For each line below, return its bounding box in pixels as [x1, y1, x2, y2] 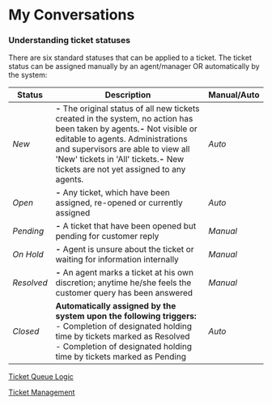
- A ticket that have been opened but [55, 220, 197, 232]
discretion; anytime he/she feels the [55, 277, 192, 288]
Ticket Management [8, 387, 75, 398]
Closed [12, 326, 40, 337]
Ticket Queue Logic [8, 372, 74, 382]
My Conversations [8, 6, 135, 24]
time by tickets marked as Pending [55, 351, 187, 362]
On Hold [12, 249, 45, 260]
